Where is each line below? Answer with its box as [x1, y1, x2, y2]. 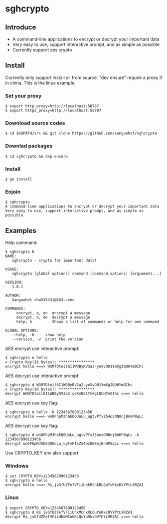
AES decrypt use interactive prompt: [5, 373, 80, 379]
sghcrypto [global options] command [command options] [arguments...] [11, 271, 162, 276]
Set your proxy [5, 92, 42, 99]
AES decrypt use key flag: [5, 423, 59, 429]
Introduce [5, 23, 36, 31]
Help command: [5, 239, 38, 245]
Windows [5, 462, 29, 469]
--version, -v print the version [11, 337, 84, 342]
